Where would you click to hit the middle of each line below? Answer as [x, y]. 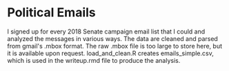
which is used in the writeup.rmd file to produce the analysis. [94, 60]
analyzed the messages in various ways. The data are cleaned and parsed [113, 38]
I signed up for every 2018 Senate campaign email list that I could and [106, 31]
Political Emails [51, 13]
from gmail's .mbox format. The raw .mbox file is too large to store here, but [115, 46]
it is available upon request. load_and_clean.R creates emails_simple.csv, [110, 53]
